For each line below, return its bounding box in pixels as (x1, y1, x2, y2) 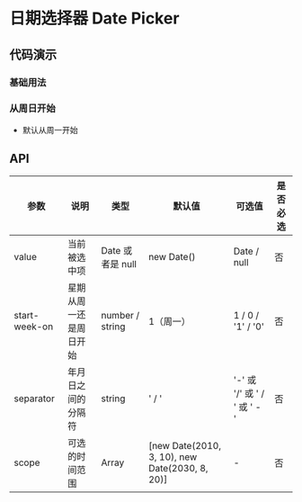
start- (13, 309, 40, 321)
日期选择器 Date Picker (9, 8, 180, 29)
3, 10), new (147, 451, 198, 463)
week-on (13, 320, 54, 333)
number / (101, 309, 140, 321)
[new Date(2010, (147, 439, 222, 452)
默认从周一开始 (22, 124, 78, 135)
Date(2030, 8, (147, 462, 209, 474)
